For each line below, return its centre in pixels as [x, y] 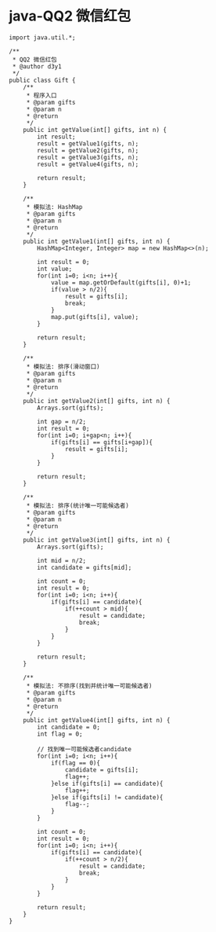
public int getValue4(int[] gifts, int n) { [97, 720]
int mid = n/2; [62, 560]
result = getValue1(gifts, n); [88, 143]
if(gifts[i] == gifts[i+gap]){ [102, 442]
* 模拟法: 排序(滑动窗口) [63, 366]
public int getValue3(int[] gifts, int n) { [97, 540]
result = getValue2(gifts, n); [88, 150]
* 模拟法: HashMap [54, 207]
